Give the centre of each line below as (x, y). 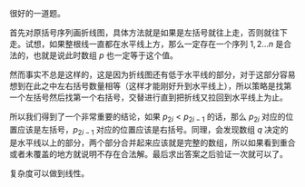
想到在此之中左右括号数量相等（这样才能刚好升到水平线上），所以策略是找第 (151, 86)
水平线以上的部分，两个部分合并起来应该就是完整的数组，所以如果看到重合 (156, 143)
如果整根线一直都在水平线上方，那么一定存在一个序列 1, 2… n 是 (166, 44)
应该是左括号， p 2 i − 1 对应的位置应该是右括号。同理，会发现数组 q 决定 (149, 130)
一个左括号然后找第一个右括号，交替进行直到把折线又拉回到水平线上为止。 (148, 97)
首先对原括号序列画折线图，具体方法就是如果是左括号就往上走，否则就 (141, 33)
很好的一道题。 (37, 13)
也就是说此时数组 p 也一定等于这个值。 (106, 55)
